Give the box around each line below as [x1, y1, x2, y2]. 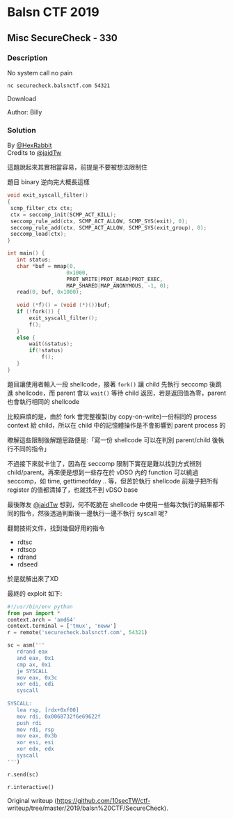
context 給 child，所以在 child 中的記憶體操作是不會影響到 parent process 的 [7, 421, 226, 429]
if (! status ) [29, 347, 64, 354]
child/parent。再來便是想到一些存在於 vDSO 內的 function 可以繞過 [7, 468, 199, 476]
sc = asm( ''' [7, 642, 45, 649]
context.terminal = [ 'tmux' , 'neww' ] [7, 622, 117, 630]
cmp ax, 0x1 [16, 661, 51, 668]
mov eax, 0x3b [16, 732, 58, 739]
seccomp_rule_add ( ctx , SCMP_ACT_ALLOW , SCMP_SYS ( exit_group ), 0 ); [10, 224, 207, 231]
